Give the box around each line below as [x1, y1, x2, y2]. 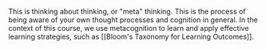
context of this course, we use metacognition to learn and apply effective [8, 24, 249, 32]
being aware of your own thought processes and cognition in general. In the [8, 15, 258, 24]
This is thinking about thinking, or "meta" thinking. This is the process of [8, 7, 246, 16]
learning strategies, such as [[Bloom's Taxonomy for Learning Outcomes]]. [8, 32, 254, 41]
